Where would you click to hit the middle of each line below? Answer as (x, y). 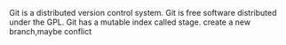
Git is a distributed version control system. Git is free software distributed (143, 13)
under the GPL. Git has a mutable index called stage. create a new (130, 22)
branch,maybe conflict (51, 31)
